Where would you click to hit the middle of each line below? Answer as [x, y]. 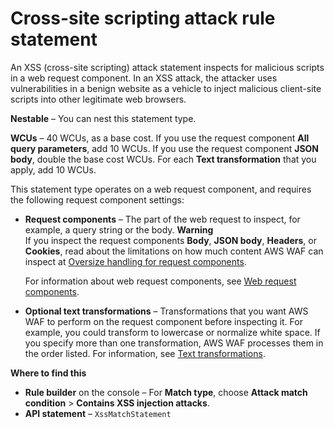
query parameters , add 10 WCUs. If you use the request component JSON [165, 148]
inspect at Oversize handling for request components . [135, 261]
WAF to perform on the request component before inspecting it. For [163, 321]
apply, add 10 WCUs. [53, 169]
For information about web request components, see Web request [160, 281]
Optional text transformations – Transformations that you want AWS [166, 311]
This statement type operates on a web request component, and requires [161, 189]
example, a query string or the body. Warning [119, 229]
